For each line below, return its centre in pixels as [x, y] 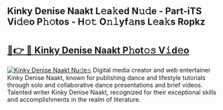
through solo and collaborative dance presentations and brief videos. [105, 85]
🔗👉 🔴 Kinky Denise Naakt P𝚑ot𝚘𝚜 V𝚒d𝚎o [98, 50]
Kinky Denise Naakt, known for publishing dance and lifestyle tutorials [106, 78]
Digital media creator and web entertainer [152, 70]
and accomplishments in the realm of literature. [74, 99]
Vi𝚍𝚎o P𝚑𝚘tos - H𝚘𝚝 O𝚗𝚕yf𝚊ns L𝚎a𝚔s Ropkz [106, 22]
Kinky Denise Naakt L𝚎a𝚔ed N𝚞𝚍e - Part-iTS [105, 11]
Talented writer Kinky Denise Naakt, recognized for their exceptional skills [112, 92]
